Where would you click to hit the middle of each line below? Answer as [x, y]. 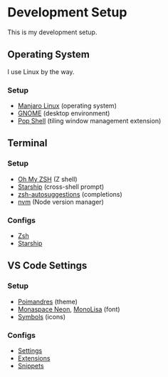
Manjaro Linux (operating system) [67, 106]
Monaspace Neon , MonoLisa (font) [69, 309]
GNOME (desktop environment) [64, 113]
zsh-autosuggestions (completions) [70, 194]
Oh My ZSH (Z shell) [47, 179]
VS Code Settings [47, 265]
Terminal [27, 143]
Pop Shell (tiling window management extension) [89, 121]
